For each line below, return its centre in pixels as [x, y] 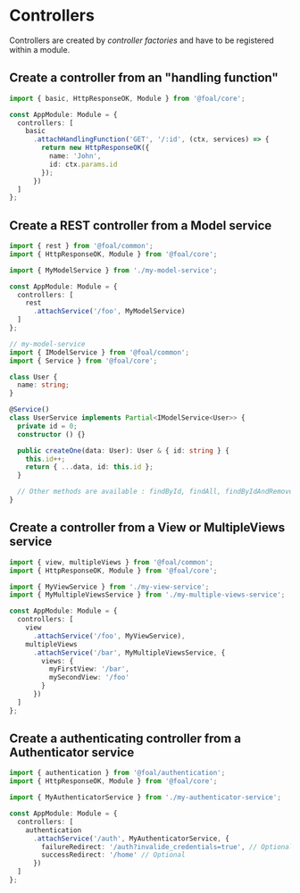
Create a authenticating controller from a [125, 739]
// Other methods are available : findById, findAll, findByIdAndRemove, [157, 492]
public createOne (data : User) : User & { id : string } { [123, 451]
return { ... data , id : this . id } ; [89, 467]
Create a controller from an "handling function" [144, 78]
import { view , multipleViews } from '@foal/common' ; [112, 562]
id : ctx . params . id [83, 164]
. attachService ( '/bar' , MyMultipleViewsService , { [129, 653]
